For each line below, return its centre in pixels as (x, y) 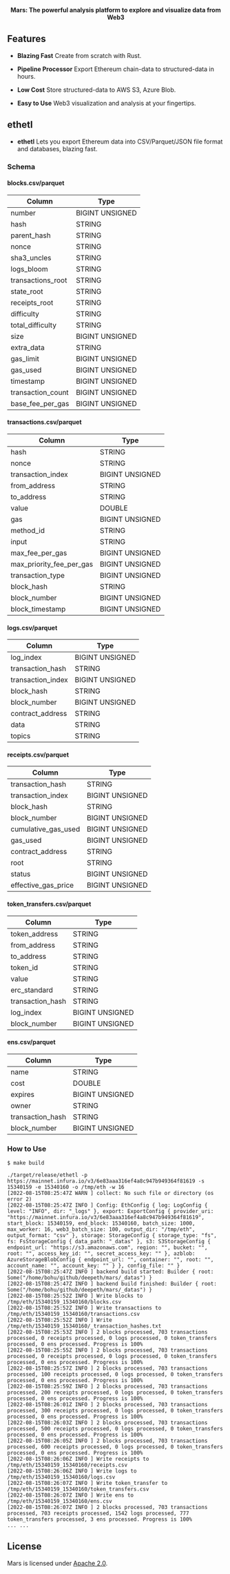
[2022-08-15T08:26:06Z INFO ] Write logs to (72, 1471)
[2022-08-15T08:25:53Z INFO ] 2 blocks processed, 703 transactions (107, 1332)
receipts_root (32, 302)
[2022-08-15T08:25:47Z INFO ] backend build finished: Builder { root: (112, 1284)
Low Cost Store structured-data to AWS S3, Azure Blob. (96, 90)
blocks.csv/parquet (36, 183)
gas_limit (25, 358)
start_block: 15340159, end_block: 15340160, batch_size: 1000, (101, 1224)
